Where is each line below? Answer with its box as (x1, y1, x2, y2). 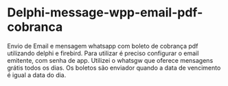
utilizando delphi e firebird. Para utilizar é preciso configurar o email (7, 49, 199, 57)
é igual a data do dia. (7, 70, 67, 79)
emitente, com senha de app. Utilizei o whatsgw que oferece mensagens (7, 56, 214, 64)
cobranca (7, 19, 63, 35)
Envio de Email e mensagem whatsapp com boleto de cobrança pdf (7, 42, 198, 50)
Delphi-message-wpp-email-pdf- (7, 5, 203, 20)
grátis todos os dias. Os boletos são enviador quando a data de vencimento (7, 63, 221, 72)
